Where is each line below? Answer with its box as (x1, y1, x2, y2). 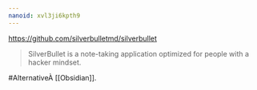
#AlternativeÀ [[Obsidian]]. (8, 72, 97, 82)
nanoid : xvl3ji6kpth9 (8, 11, 81, 20)
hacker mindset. (27, 57, 82, 67)
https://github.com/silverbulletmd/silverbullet (8, 33, 158, 43)
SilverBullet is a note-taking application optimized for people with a (27, 49, 250, 58)
